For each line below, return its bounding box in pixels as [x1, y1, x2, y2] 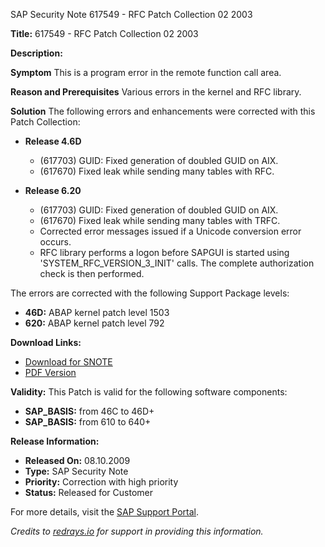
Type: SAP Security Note [24, 465, 129, 477]
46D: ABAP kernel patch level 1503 [24, 307, 170, 318]
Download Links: [10, 337, 82, 348]
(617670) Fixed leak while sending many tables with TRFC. [39, 215, 281, 226]
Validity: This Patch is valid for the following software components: [10, 386, 288, 398]
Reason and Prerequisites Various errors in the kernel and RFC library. [10, 86, 302, 98]
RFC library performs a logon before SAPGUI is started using [39, 247, 290, 258]
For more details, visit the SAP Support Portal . [10, 506, 200, 518]
